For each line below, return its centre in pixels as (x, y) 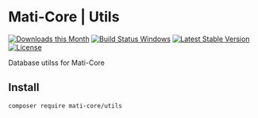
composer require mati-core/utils (65, 106)
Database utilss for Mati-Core (57, 63)
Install (24, 88)
